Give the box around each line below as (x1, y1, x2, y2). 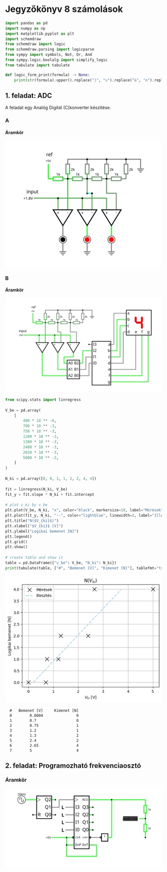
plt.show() (5, 545, 28, 550)
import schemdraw (5, 36, 41, 41)
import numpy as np (5, 26, 46, 31)
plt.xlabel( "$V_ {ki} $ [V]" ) (5, 523, 64, 528)
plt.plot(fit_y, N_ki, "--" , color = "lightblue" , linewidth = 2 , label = (5, 513, 153, 518)
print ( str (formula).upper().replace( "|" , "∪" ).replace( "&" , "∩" (14, 77, 150, 83)
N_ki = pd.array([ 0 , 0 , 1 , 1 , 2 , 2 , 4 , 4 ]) (5, 476, 97, 481)
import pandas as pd (5, 20, 48, 25)
